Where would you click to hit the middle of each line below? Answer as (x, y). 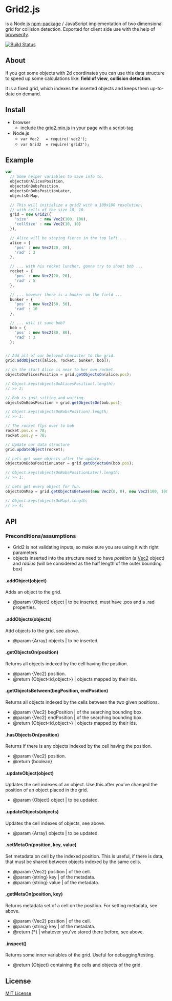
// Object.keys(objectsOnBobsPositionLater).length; (63, 473)
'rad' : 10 (26, 309)
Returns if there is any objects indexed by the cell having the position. (79, 746)
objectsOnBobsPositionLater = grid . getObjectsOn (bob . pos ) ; (70, 463)
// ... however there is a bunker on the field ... (66, 295)
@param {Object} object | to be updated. (56, 800)
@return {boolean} (33, 762)
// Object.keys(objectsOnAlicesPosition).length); (60, 384)
